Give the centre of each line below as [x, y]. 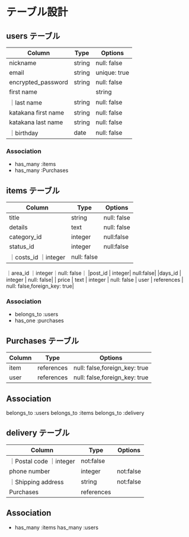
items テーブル [33, 190]
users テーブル [33, 36]
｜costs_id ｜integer [37, 258]
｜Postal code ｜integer [42, 461]
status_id [22, 247]
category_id [25, 237]
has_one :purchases [39, 320]
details [18, 227]
